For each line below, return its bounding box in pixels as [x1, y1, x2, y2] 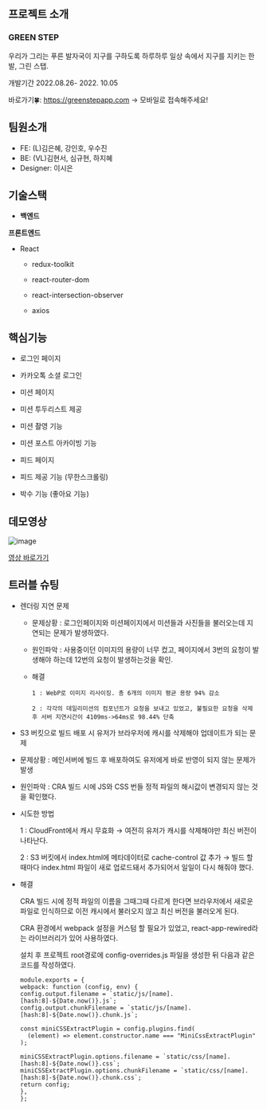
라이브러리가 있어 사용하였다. [28, 933, 118, 943]
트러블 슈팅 [8, 579, 60, 592]
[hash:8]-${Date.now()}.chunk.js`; [19, 1010, 139, 1018]
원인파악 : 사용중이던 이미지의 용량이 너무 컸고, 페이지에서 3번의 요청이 [31, 645, 251, 654]
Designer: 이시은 [19, 163, 73, 173]
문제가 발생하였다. [53, 628, 109, 637]
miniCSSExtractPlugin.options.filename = [19, 1053, 159, 1061]
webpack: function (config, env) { [19, 983, 139, 990]
